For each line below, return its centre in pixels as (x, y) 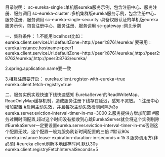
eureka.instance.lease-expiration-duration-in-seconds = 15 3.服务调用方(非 (82, 138)
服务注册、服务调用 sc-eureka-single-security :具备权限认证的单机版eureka (82, 19)
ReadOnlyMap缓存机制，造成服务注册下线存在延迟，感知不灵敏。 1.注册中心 (82, 101)
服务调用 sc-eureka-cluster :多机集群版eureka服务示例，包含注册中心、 (86, 13)
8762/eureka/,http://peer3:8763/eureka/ (46, 58)
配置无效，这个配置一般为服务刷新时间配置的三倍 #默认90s (69, 131)
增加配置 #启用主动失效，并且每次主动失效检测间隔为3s (62, 107)
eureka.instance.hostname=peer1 (39, 48)
